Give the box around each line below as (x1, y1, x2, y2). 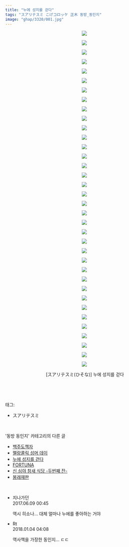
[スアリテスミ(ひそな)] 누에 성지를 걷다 (46, 372, 124, 378)
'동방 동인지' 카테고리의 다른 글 (5, 433, 66, 439)
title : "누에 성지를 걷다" (5, 7, 54, 13)
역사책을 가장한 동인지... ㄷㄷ (12, 536, 69, 542)
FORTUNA (12, 462, 34, 468)
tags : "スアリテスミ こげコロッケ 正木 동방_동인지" (5, 12, 102, 17)
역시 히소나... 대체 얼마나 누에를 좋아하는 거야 (12, 511, 101, 517)
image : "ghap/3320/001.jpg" (5, 17, 64, 22)
